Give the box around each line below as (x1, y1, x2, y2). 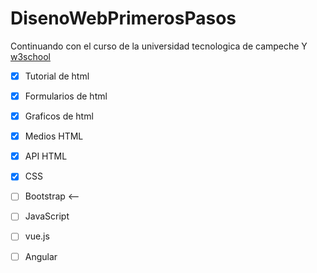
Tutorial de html (24, 70, 90, 82)
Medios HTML (24, 130, 84, 142)
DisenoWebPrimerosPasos (10, 7, 237, 30)
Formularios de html (24, 90, 108, 102)
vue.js (24, 230, 50, 242)
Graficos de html (24, 110, 94, 122)
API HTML (24, 150, 68, 162)
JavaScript (24, 210, 70, 222)
